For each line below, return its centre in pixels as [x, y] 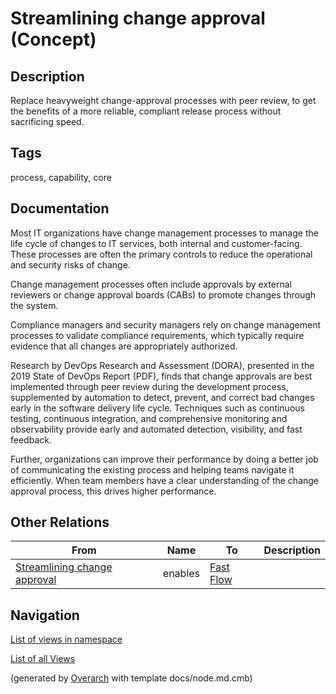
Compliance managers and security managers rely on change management [166, 324]
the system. [34, 305]
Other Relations [60, 522]
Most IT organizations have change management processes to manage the [164, 233]
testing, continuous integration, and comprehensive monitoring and [149, 418]
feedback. [31, 439]
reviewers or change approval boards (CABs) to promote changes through [163, 294]
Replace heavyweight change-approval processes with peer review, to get [163, 100]
